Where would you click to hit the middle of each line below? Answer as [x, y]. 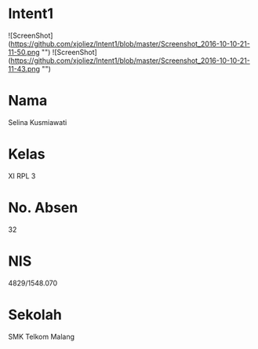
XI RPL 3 [22, 176]
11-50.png [24, 52]
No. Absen [43, 208]
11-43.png [24, 68]
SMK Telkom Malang [42, 336]
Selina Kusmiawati [38, 122]
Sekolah [35, 314]
